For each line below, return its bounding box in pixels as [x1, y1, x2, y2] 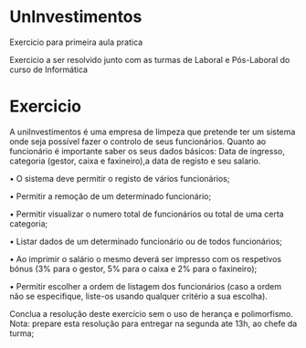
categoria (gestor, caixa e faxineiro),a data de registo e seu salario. [9, 155, 261, 166]
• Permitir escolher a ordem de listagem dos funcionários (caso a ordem [9, 280, 281, 291]
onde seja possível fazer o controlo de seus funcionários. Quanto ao [9, 135, 267, 147]
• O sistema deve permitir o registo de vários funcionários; [9, 173, 230, 184]
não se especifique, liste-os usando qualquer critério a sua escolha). [9, 290, 268, 301]
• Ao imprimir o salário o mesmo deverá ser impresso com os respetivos [9, 253, 281, 264]
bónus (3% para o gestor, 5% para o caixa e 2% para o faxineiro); [9, 263, 258, 274]
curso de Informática [9, 64, 89, 75]
